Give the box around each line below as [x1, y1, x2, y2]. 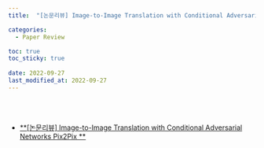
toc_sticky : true [8, 54, 65, 63]
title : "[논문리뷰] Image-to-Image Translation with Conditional [8, 11, 224, 20]
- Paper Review [15, 33, 65, 41]
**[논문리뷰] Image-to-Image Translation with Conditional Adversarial [19, 123, 243, 132]
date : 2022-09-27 [8, 69, 65, 77]
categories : [8, 25, 47, 34]
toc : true [8, 47, 41, 55]
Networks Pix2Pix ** [19, 131, 86, 141]
